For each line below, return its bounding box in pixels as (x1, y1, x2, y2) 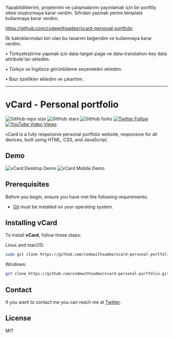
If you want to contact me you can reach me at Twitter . (5, 299, 122, 305)
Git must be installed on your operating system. (12, 203, 113, 210)
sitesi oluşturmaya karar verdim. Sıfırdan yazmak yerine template (5, 10, 143, 16)
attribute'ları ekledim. (5, 56, 50, 62)
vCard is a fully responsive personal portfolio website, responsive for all (5, 131, 158, 137)
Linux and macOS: (5, 242, 44, 248)
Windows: (5, 261, 27, 268)
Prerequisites (5, 180, 49, 189)
